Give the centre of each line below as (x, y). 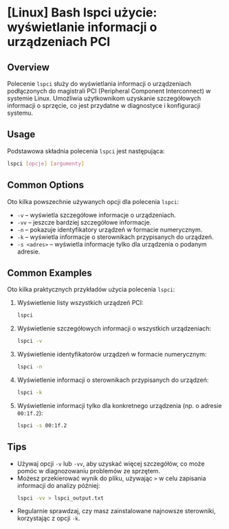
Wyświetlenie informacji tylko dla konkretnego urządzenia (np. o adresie (119, 405)
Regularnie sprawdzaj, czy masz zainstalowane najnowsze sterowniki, (116, 511)
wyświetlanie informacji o (82, 27)
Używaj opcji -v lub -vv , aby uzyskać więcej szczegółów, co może (111, 463)
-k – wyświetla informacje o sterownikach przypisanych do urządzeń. (115, 237)
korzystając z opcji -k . (48, 518)
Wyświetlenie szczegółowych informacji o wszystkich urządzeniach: (114, 328)
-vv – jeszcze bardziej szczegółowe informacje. (84, 222)
